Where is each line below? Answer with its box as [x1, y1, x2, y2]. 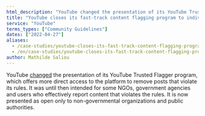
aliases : [6, 37, 29, 43]
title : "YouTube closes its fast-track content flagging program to [6, 15, 184, 21]
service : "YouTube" [6, 20, 56, 26]
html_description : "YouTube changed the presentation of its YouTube [6, 9, 187, 15]
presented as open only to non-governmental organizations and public [6, 97, 184, 104]
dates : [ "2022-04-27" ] [6, 32, 64, 38]
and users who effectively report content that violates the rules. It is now [6, 90, 189, 98]
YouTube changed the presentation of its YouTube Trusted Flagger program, [6, 71, 198, 78]
